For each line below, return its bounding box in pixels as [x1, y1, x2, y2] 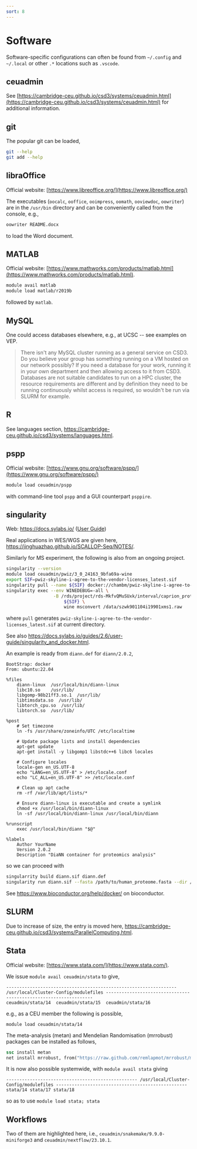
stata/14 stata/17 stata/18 [6, 1087, 75, 1093]
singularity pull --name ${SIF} [6, 582, 85, 588]
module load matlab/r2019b [6, 288, 72, 294]
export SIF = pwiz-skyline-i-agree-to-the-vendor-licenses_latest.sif [6, 577, 177, 583]
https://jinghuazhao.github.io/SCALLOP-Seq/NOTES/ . [6, 543, 135, 550]
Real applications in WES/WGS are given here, [6, 537, 118, 544]
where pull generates [6, 615, 59, 622]
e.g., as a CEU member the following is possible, [6, 1010, 123, 1017]
